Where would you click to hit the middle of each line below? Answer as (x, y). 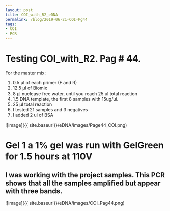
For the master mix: (25, 73)
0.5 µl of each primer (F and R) (45, 82)
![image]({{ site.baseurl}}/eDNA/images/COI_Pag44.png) (65, 203)
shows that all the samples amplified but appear (83, 183)
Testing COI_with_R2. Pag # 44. (73, 59)
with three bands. (34, 191)
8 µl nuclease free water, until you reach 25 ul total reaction (75, 93)
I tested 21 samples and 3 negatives (50, 109)
